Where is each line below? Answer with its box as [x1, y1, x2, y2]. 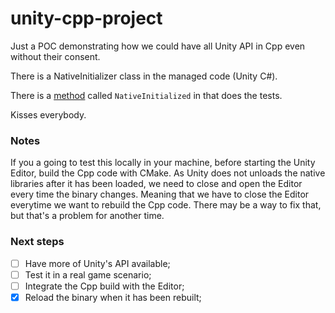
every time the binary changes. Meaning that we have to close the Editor [10, 188, 310, 201]
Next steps [10, 235, 65, 249]
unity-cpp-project [10, 7, 163, 30]
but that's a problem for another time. [10, 210, 165, 222]
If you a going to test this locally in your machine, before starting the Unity [10, 157, 316, 169]
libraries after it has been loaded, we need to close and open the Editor [10, 178, 303, 190]
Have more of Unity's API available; [24, 257, 171, 269]
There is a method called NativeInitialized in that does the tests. [10, 89, 283, 101]
